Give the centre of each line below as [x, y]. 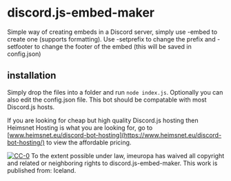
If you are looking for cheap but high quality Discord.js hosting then [103, 120]
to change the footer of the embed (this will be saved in [113, 46]
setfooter [20, 46]
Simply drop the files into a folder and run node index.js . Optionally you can [115, 92]
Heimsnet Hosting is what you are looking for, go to [80, 127]
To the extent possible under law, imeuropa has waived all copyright [128, 155]
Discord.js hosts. [31, 107]
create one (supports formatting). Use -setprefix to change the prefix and [111, 39]
